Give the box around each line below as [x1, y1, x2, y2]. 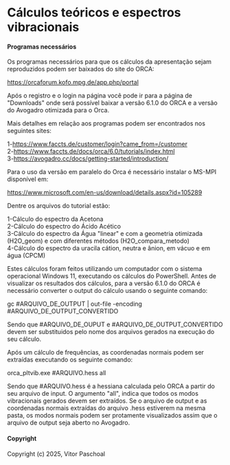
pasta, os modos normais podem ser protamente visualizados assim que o [7, 412, 218, 420]
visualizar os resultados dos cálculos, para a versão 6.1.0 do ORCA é [7, 279, 201, 287]
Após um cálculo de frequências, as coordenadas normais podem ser [7, 348, 205, 357]
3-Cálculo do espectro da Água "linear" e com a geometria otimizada [7, 230, 203, 238]
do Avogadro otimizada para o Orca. [7, 106, 110, 115]
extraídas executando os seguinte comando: [7, 355, 133, 364]
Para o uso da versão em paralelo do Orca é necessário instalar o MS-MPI [7, 168, 217, 176]
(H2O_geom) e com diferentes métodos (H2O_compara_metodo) [7, 237, 190, 245]
